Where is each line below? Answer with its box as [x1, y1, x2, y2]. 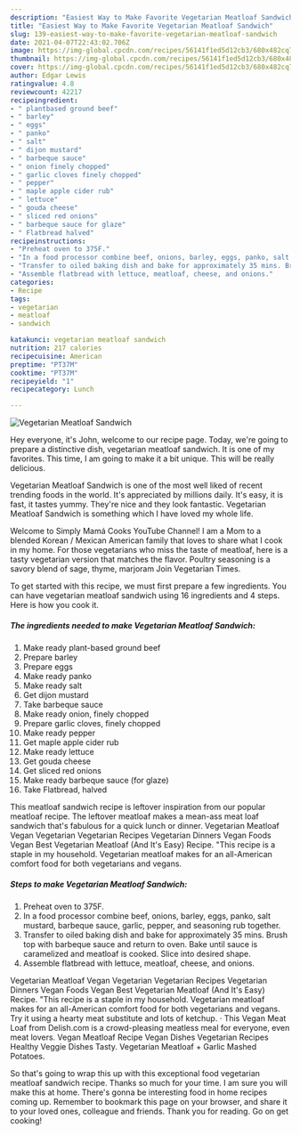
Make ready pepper [22, 727, 96, 739]
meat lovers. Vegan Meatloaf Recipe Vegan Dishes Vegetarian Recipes [10, 1032, 270, 1042]
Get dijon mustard [22, 690, 89, 701]
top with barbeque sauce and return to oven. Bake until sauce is [22, 939, 258, 950]
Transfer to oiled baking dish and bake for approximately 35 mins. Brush [22, 929, 288, 940]
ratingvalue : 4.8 [10, 79, 75, 88]
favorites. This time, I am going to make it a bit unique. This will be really [10, 453, 275, 464]
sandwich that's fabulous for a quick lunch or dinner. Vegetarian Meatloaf [10, 821, 280, 831]
